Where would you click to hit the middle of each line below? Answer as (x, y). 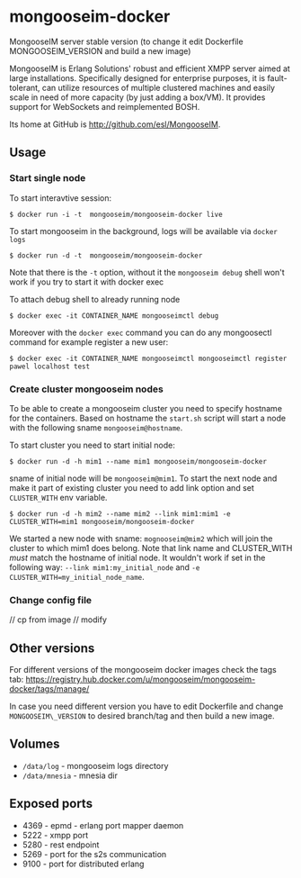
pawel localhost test (50, 367)
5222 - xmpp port (55, 835)
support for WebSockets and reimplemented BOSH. (105, 106)
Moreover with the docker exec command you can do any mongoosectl (141, 332)
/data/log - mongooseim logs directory (95, 765)
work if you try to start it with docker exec (87, 282)
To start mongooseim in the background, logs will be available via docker (144, 231)
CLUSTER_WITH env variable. (58, 497)
